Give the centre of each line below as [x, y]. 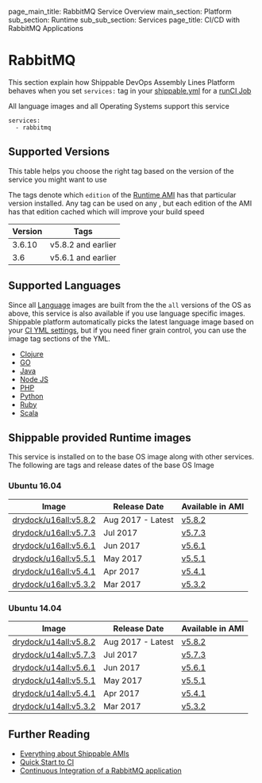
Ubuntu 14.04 [35, 608]
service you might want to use [58, 179]
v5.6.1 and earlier [83, 257]
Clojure [31, 354]
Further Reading [49, 734]
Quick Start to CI [47, 762]
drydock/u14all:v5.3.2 [54, 706]
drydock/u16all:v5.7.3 [54, 532]
